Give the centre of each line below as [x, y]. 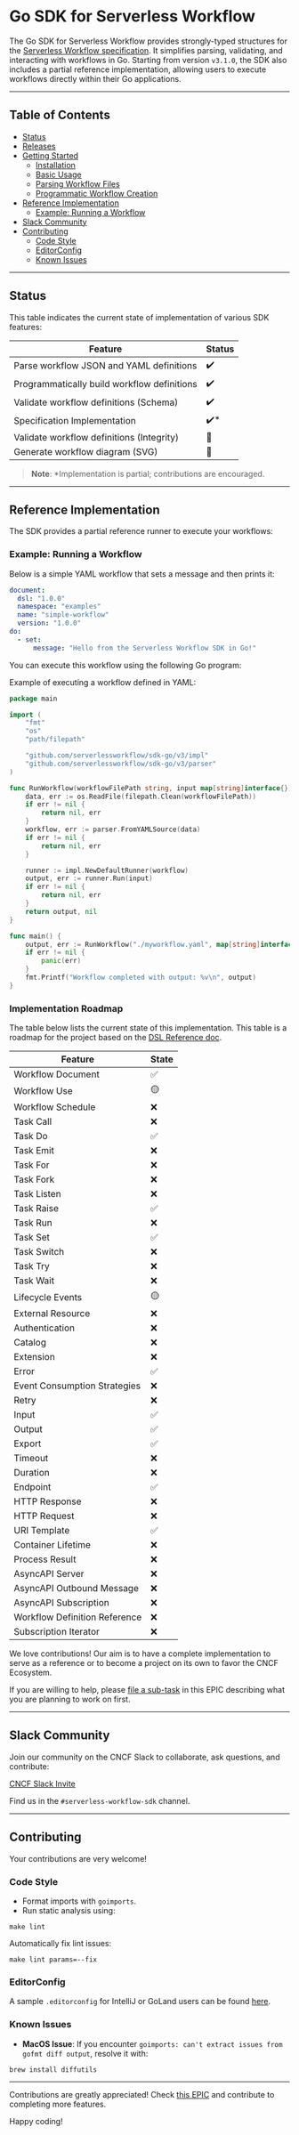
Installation [55, 165]
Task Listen [37, 1194]
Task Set [32, 1237]
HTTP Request [44, 1516]
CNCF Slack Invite [42, 1783]
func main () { [36, 936]
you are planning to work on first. [70, 1699]
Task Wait [34, 1281]
